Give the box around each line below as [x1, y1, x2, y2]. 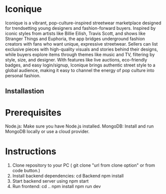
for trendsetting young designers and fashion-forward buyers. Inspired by [5, 25, 156, 31]
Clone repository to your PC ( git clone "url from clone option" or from [12, 162, 155, 168]
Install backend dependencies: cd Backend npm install [12, 173, 124, 179]
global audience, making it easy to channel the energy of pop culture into [5, 67, 155, 73]
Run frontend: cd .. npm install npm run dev [12, 184, 101, 190]
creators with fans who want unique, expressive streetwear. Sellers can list [5, 41, 158, 47]
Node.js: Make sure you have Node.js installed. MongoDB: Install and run [5, 123, 154, 129]
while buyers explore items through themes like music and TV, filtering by [5, 51, 155, 58]
